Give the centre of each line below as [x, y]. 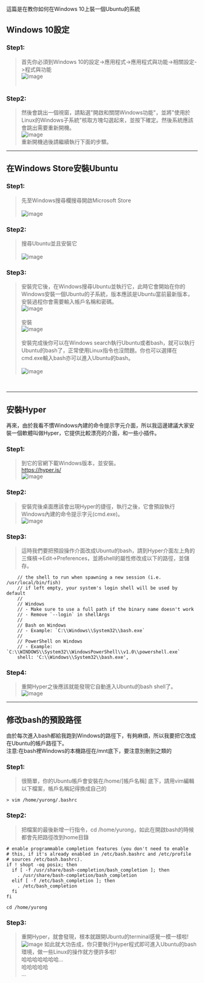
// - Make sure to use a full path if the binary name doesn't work [106, 609]
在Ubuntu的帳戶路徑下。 [37, 743]
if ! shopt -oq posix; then [42, 865]
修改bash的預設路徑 [44, 720]
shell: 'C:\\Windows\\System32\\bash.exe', [73, 657]
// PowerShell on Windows [50, 641]
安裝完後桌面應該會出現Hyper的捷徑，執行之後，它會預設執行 [98, 506]
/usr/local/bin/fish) [34, 583]
